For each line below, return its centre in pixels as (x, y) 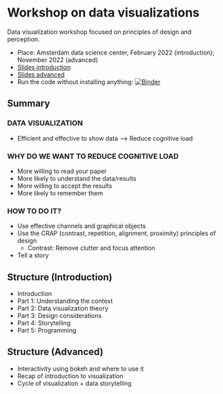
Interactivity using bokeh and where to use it (80, 368)
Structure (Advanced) (55, 352)
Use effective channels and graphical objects (81, 226)
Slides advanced (41, 75)
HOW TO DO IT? (35, 210)
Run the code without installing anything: (75, 81)
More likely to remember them (60, 193)
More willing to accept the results (65, 186)
